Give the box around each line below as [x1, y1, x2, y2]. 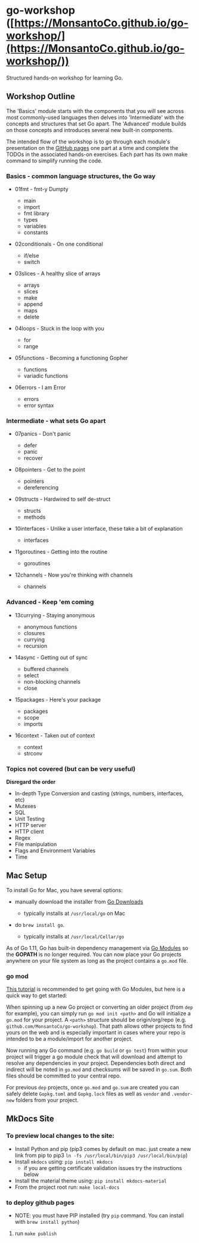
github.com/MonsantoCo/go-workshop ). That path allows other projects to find [6, 1022, 193, 1030]
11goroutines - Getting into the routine [14, 548, 108, 556]
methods [23, 513, 46, 521]
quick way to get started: [6, 992, 67, 999]
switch [23, 258, 41, 266]
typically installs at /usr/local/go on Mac [23, 910, 126, 917]
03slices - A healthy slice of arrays [14, 270, 101, 277]
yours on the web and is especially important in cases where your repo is [6, 1029, 186, 1036]
